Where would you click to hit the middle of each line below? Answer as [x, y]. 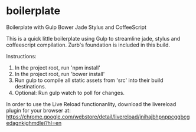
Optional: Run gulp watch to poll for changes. [70, 93]
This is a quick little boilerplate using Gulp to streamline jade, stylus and [93, 38]
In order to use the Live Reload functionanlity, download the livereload [91, 104]
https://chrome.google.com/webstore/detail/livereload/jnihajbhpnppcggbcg [98, 117]
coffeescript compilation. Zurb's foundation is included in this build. [88, 45]
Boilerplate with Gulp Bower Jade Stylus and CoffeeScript [76, 27]
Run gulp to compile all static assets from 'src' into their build [89, 80]
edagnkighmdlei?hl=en [34, 123]
